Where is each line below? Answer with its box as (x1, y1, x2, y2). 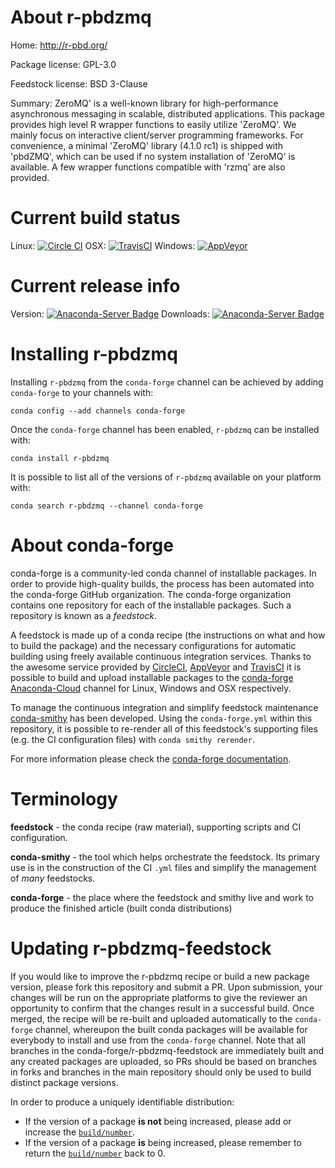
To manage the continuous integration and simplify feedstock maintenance (10, 701, 319, 713)
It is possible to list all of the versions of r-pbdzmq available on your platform (10, 471, 322, 483)
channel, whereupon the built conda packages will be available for (34, 1023, 308, 1035)
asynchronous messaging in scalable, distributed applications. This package (10, 107, 325, 120)
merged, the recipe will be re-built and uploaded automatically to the (10, 1012, 293, 1025)
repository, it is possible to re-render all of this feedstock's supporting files (10, 722, 318, 735)
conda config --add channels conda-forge (10, 406, 186, 416)
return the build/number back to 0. (24, 1147, 166, 1159)
